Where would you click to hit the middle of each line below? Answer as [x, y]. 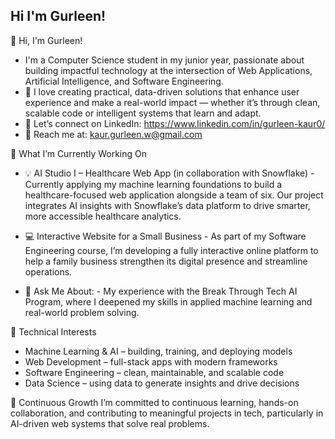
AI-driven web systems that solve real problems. [110, 423]
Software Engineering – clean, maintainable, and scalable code [154, 372]
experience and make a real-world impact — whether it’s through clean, [172, 102]
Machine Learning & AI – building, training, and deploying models [158, 351]
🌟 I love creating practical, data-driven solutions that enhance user [162, 91]
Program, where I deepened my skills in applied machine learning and [168, 301]
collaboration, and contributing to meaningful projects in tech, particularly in [167, 413]
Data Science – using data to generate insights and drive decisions [162, 383]
